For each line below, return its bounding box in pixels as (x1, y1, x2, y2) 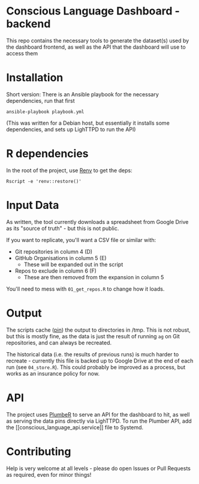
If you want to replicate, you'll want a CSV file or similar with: (6, 236, 156, 243)
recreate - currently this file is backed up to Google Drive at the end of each (6, 357, 194, 364)
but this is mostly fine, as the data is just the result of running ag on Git (6, 332, 180, 340)
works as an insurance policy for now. (6, 370, 100, 377)
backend (6, 17, 51, 31)
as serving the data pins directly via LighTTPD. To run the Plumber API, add (6, 417, 192, 424)
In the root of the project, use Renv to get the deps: (6, 167, 133, 174)
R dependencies (6, 147, 89, 161)
